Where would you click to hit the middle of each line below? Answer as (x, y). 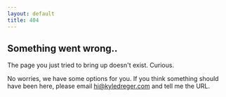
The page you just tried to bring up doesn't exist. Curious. (91, 65)
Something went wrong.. (62, 48)
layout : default (31, 14)
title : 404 (23, 20)
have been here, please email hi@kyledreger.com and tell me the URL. (109, 86)
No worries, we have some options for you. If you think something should (113, 79)
